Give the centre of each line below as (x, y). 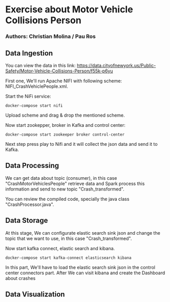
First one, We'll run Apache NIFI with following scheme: (63, 81)
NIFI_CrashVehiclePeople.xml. (37, 86)
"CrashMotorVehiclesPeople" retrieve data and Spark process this (75, 183)
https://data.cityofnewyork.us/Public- (116, 65)
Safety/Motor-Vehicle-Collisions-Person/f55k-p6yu (59, 71)
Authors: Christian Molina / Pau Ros (51, 36)
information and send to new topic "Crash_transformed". (65, 189)
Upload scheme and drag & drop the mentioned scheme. (65, 115)
